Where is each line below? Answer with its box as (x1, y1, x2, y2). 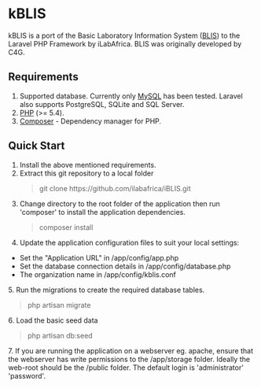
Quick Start (8, 139, 65, 153)
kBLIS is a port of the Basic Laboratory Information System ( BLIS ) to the (8, 31, 241, 40)
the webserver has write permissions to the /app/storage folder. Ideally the (8, 354, 250, 364)
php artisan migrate (27, 300, 91, 309)
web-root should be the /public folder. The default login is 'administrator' (8, 363, 244, 372)
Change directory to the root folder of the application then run (19, 198, 220, 209)
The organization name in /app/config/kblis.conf (19, 269, 177, 279)
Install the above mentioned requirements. (19, 160, 156, 169)
